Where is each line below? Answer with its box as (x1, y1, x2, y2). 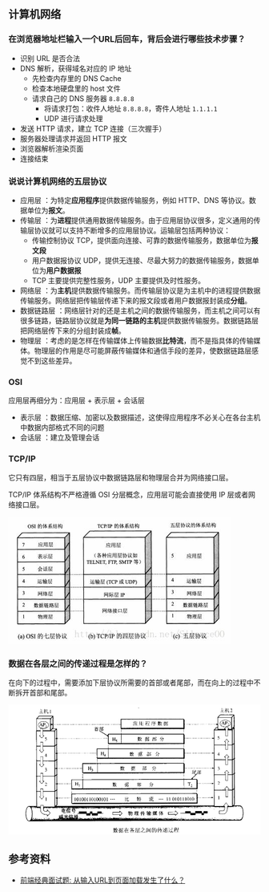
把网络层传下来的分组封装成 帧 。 (19, 326, 126, 335)
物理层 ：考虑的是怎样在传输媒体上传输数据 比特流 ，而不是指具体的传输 (19, 335, 254, 345)
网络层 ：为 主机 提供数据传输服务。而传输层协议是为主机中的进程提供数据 (19, 286, 261, 295)
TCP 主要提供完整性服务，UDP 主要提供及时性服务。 (31, 275, 206, 285)
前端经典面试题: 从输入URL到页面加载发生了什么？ (19, 875, 186, 885)
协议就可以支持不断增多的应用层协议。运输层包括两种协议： (34, 225, 231, 235)
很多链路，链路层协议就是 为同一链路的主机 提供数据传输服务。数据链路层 (19, 315, 259, 325)
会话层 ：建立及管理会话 (19, 432, 100, 443)
